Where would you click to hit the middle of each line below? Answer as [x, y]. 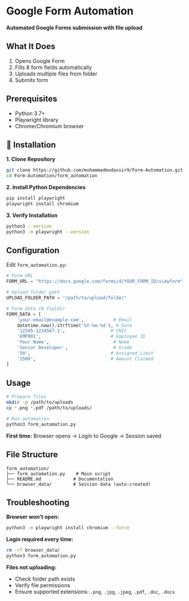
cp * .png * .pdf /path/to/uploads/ [49, 408]
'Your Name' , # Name [73, 342]
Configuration [33, 251]
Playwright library [36, 120]
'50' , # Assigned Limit [85, 353]
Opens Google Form [40, 61]
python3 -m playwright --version [48, 232]
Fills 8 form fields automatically [53, 67]
